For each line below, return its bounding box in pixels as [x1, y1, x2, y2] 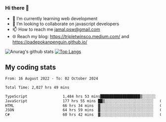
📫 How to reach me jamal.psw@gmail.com [12, 27, 100, 33]
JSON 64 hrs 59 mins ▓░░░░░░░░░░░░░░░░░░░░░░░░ [5, 108, 154, 113]
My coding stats [5, 63, 56, 71]
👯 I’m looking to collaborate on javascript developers [12, 21, 120, 27]
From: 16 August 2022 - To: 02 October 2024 [5, 76, 98, 81]
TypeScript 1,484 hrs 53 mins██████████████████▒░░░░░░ [5, 94, 156, 99]
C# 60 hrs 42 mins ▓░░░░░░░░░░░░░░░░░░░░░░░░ [5, 112, 154, 118]
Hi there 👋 [5, 4, 30, 11]
